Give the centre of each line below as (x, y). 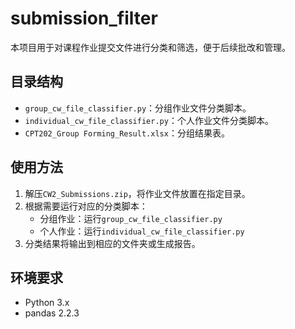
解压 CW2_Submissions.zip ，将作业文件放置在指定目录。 (137, 193)
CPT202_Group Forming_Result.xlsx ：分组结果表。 (127, 133)
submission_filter (84, 18)
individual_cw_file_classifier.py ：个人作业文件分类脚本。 (149, 120)
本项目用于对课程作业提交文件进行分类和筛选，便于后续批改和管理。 (150, 47)
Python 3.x (47, 303)
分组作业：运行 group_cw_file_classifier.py (131, 218)
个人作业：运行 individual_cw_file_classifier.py (142, 231)
